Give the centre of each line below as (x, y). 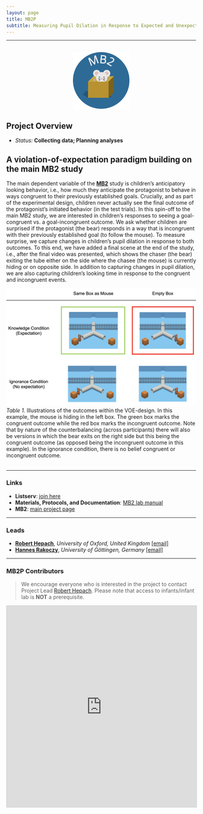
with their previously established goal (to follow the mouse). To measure (96, 235)
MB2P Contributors (35, 571)
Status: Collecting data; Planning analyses (69, 141)
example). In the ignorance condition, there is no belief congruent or (91, 449)
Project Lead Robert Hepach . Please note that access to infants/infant (108, 591)
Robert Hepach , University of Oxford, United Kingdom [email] (92, 543)
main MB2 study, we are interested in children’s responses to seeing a (93, 215)
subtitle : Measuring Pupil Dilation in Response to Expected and (90, 25)
